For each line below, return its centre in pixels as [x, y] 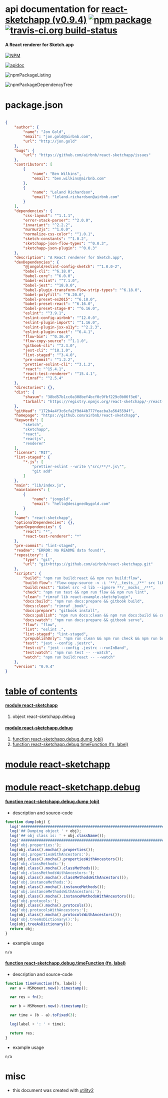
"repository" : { [31, 555]
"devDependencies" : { [36, 262]
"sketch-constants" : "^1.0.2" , [56, 239]
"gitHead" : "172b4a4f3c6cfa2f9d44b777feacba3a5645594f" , [75, 411]
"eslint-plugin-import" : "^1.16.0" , [61, 322]
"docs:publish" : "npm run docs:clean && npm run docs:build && [90, 615]
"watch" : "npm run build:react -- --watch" [69, 657]
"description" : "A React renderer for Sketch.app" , [69, 257]
